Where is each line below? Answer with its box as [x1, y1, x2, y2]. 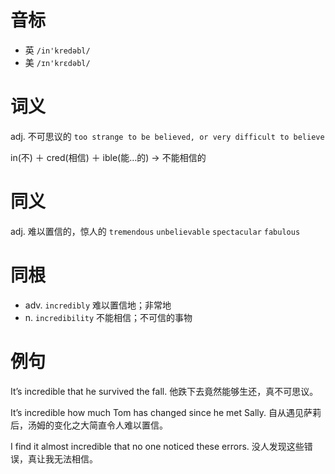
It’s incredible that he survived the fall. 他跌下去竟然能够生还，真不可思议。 [10, 385, 319, 397]
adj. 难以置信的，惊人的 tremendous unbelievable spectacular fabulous [10, 225, 301, 237]
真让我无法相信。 [27, 452, 98, 465]
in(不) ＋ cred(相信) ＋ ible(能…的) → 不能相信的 [10, 151, 207, 163]
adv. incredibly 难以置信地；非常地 [24, 299, 172, 311]
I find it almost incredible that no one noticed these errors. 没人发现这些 [10, 440, 305, 452]
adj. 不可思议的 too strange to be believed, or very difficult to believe [10, 130, 325, 142]
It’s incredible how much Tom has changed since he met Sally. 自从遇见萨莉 [10, 406, 322, 418]
